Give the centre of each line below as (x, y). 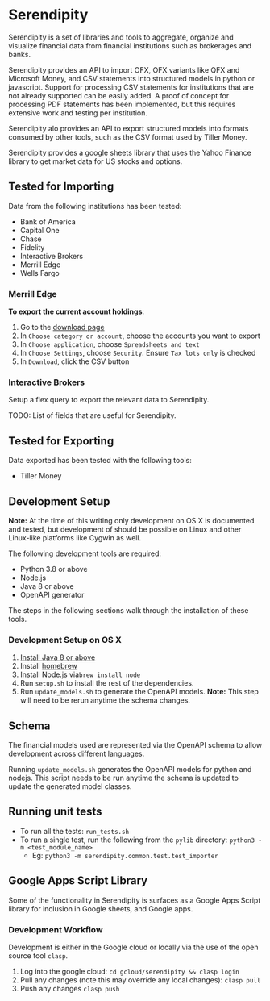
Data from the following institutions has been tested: (95, 206)
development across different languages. (77, 754)
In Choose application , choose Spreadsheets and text (110, 344)
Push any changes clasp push (70, 988)
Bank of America (48, 221)
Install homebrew (49, 666)
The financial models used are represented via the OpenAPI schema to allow (135, 745)
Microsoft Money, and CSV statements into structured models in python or (132, 78)
